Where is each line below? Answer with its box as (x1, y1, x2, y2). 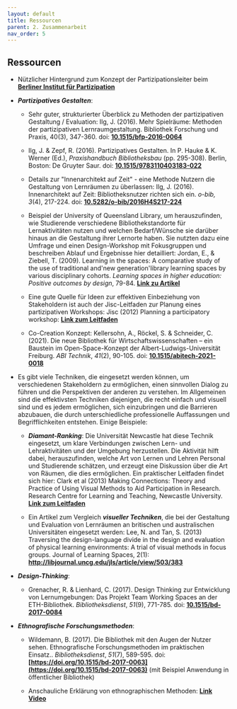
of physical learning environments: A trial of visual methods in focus (28, 543, 226, 552)
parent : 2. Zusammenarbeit (7, 23, 87, 30)
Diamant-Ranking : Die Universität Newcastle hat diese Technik (28, 432, 214, 440)
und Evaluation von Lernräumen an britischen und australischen (28, 521, 214, 529)
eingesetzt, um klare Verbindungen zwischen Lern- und (28, 439, 191, 448)
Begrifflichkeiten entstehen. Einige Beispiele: (17, 418, 148, 427)
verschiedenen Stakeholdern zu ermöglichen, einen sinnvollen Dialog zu (17, 380, 229, 389)
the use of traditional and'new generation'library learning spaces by (28, 264, 226, 272)
